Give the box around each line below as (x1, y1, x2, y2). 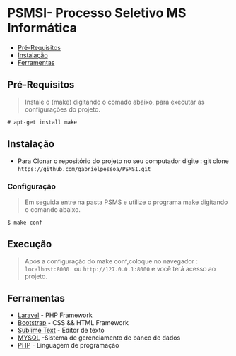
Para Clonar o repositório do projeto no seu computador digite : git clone (17, 157, 230, 165)
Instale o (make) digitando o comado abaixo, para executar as (24, 97, 205, 106)
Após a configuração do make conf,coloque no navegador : (24, 256, 198, 266)
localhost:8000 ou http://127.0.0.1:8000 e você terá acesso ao (24, 264, 216, 273)
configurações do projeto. (24, 105, 101, 114)
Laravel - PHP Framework (17, 311, 93, 319)
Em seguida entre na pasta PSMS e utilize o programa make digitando (24, 198, 228, 206)
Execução (7, 238, 52, 250)
